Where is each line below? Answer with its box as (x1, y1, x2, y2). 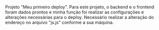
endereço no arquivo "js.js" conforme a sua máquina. (5, 19, 114, 25)
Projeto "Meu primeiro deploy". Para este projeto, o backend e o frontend (5, 4, 155, 10)
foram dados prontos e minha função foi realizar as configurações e (5, 9, 144, 15)
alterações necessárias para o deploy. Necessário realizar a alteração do (5, 15, 155, 20)
